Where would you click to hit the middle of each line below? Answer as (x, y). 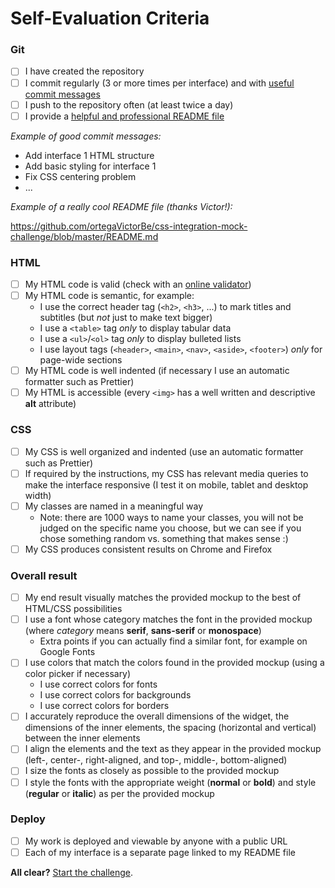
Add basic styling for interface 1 (90, 166)
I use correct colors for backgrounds (115, 695)
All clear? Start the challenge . (72, 872)
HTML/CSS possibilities (73, 609)
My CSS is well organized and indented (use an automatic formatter (164, 451)
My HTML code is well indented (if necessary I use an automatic (157, 371)
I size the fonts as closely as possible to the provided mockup (152, 771)
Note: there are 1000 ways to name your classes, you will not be (171, 517)
